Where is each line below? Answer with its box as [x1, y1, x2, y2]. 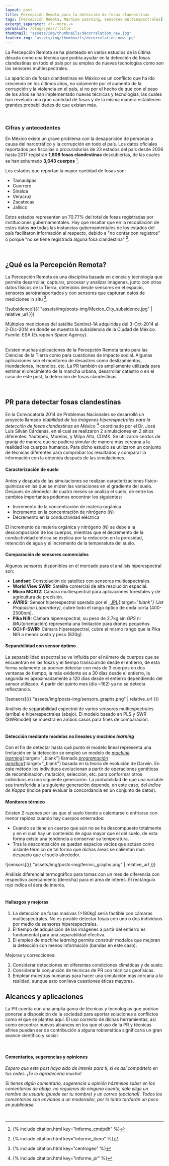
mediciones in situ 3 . [5, 295, 48, 302]
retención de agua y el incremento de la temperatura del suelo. [5, 540, 136, 546]
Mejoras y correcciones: [5, 952, 56, 958]
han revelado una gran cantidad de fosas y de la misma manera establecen [5, 96, 161, 102]
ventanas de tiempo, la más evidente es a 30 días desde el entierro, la [5, 670, 150, 676]
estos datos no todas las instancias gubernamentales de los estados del [5, 225, 155, 231]
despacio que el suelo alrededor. [12, 852, 80, 858]
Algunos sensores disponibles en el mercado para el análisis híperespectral [5, 563, 162, 569]
